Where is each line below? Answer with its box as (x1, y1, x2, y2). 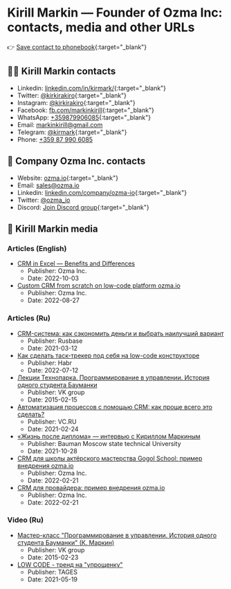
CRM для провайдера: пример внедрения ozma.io (17, 483, 165, 492)
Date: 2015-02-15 (27, 395, 77, 404)
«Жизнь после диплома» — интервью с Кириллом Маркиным (17, 432, 201, 440)
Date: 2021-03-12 (27, 344, 78, 352)
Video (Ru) (7, 515, 44, 525)
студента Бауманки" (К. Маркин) (17, 538, 115, 547)
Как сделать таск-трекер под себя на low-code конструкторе (17, 351, 200, 359)
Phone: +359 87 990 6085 (17, 135, 93, 143)
